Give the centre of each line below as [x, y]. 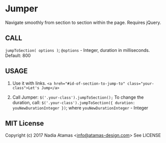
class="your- [141, 83]
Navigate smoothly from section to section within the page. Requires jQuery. [83, 22]
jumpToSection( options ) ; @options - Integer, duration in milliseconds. [78, 50]
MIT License [25, 123]
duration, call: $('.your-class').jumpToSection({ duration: [74, 102]
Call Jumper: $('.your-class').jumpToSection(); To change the [78, 97]
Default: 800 [18, 55]
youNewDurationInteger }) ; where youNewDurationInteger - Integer [80, 108]
